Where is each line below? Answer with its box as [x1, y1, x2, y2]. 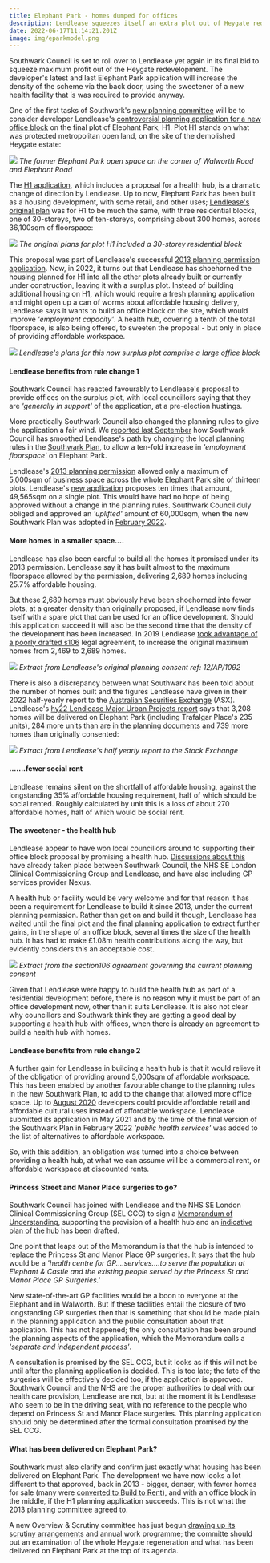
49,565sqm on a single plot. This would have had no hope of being [9, 492, 230, 502]
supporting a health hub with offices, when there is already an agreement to [9, 1019, 260, 1028]
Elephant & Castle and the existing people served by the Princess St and [9, 1267, 249, 1277]
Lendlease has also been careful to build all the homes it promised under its [9, 554, 259, 563]
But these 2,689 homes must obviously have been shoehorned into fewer [9, 595, 252, 604]
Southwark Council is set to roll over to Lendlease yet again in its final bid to [9, 56, 260, 66]
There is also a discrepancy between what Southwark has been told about [9, 678, 255, 688]
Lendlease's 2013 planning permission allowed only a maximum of [9, 466, 228, 476]
